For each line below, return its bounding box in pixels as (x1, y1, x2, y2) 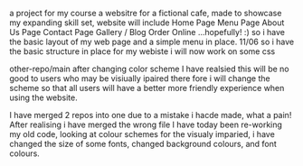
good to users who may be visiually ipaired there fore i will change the (9, 73, 270, 84)
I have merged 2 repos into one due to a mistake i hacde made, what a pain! (9, 110, 292, 120)
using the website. (9, 92, 79, 103)
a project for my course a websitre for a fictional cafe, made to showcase (9, 8, 282, 18)
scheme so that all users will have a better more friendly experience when (9, 83, 285, 93)
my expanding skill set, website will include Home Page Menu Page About (9, 17, 285, 28)
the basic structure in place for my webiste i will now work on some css (9, 46, 276, 57)
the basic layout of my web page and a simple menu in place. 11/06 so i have (9, 36, 295, 47)
